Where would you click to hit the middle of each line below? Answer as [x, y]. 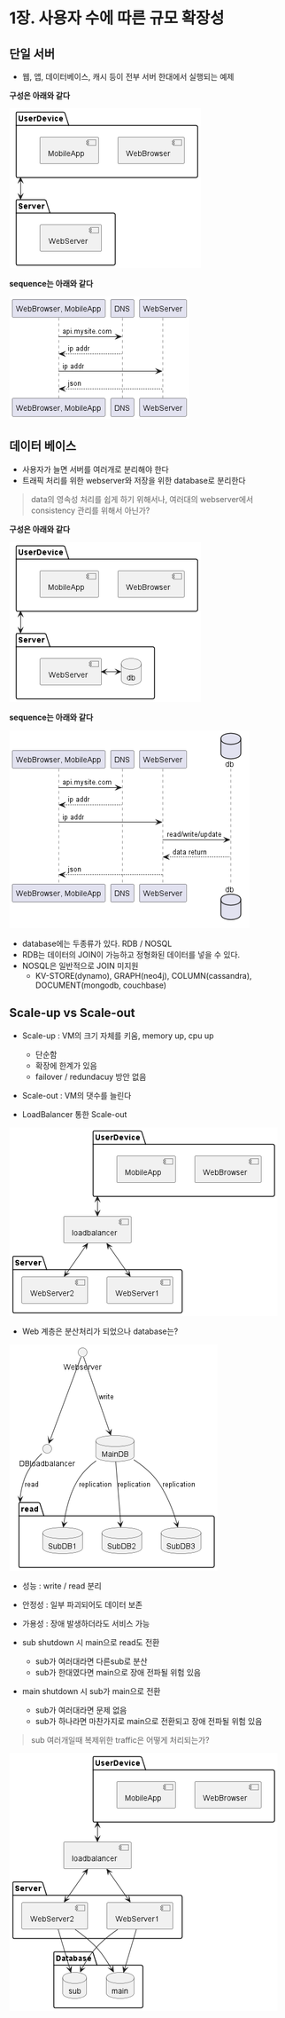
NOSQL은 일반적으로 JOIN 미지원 [80, 966]
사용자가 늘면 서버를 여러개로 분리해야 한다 [96, 469]
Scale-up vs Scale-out [72, 1013]
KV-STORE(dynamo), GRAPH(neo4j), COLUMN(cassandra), [143, 975]
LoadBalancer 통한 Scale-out [74, 1114]
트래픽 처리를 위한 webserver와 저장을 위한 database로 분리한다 [134, 480]
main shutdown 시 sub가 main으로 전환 [91, 1691]
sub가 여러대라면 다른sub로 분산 [91, 1661]
